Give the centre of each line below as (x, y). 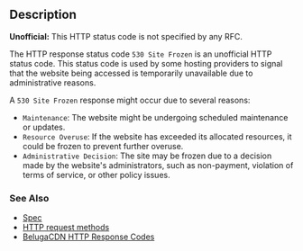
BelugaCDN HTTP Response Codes (88, 237)
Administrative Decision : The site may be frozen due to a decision (147, 156)
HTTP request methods (66, 228)
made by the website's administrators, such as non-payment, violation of (158, 165)
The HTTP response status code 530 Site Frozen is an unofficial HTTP (141, 54)
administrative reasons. (53, 82)
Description (43, 15)
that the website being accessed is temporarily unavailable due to (131, 73)
